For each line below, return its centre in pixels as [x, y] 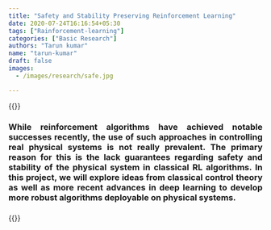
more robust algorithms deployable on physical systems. [122, 197]
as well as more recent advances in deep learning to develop [135, 187]
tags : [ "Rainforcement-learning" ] [67, 31]
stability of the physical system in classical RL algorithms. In [135, 167]
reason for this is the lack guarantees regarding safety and [135, 157]
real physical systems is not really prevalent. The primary [135, 147]
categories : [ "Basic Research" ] [63, 38]
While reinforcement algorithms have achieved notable [135, 127]
